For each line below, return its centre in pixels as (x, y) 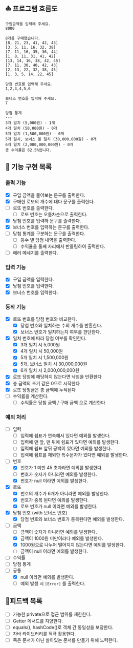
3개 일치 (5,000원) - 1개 (30, 123)
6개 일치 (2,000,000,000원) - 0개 (39, 144)
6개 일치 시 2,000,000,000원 (50, 370)
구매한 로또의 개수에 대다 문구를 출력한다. (54, 201)
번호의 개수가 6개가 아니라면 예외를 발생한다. (65, 493)
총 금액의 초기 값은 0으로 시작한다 (46, 383)
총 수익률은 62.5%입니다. (29, 150)
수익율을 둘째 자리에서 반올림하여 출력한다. (63, 246)
